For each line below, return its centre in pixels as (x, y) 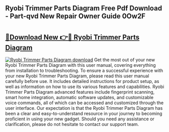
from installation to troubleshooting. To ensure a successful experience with (84, 71)
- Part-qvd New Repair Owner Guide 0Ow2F (75, 16)
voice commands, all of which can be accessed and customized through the (84, 103)
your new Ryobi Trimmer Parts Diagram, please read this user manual (77, 76)
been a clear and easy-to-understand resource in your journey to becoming (84, 114)
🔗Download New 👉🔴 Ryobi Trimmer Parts (72, 37)
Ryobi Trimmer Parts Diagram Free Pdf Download (84, 8)
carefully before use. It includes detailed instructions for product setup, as (82, 81)
